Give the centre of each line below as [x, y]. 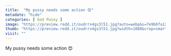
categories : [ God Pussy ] [34, 19]
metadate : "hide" [24, 15]
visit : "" [16, 34]
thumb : [12, 29]
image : [12, 24]
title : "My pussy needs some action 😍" [50, 10]
